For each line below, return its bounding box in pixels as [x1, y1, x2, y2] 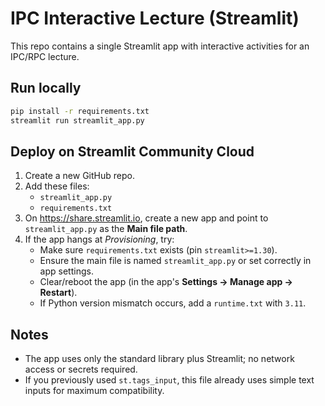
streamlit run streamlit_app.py [10, 115, 145, 126]
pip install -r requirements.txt [10, 106, 150, 116]
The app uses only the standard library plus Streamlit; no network [24, 353, 295, 365]
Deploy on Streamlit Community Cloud [10, 143, 255, 160]
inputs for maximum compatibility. [24, 385, 165, 397]
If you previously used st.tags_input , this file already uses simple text [24, 374, 315, 386]
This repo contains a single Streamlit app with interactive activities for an [10, 40, 310, 52]
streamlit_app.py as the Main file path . [24, 223, 188, 235]
